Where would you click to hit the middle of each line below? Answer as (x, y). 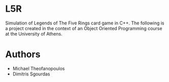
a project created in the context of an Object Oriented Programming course (84, 28)
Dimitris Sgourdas (31, 74)
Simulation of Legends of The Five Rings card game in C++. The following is (85, 23)
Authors (23, 54)
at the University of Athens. (34, 34)
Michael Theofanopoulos (39, 68)
